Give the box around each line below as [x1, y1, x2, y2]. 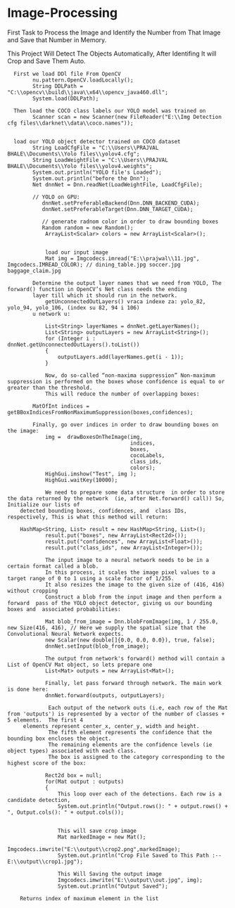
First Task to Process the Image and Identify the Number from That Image [7, 28, 221, 37]
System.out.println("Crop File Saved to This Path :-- [57, 852, 222, 859]
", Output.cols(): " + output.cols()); [7, 809, 125, 816]
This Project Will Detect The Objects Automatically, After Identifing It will [7, 49, 217, 58]
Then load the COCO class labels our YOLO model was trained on [13, 107, 206, 114]
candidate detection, [7, 796, 71, 803]
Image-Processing [7, 5, 118, 21]
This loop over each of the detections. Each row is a [57, 790, 222, 798]
